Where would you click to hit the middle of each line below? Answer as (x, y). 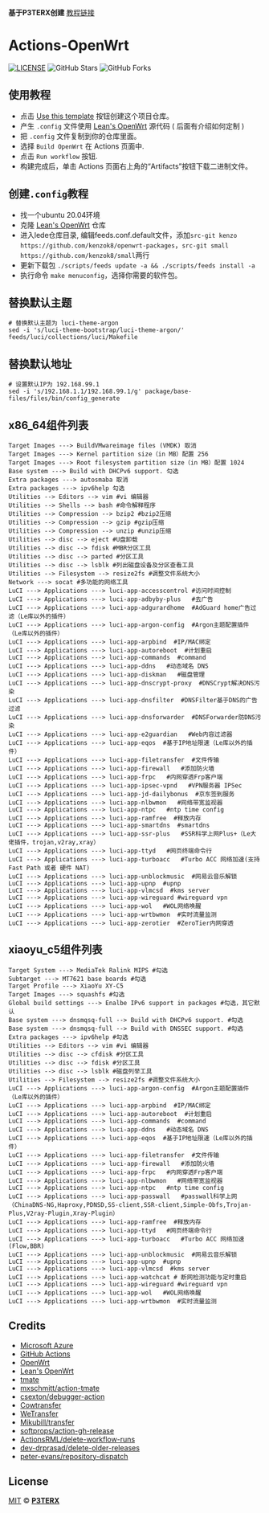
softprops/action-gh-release (67, 1430)
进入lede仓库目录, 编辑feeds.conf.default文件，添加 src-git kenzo (128, 235)
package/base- (169, 392)
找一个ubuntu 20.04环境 (60, 215)
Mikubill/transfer (47, 1422)
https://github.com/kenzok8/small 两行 (85, 255)
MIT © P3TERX (34, 1501)
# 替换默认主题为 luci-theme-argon (63, 323)
